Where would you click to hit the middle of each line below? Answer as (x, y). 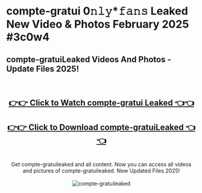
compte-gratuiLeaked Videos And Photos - (89, 59)
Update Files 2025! (43, 68)
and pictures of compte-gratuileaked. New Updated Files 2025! (101, 171)
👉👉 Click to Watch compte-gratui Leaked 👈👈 (101, 103)
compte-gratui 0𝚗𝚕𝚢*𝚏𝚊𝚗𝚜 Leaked (97, 11)
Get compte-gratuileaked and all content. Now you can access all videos (101, 165)
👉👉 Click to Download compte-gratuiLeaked (95, 127)
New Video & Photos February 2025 (98, 24)
